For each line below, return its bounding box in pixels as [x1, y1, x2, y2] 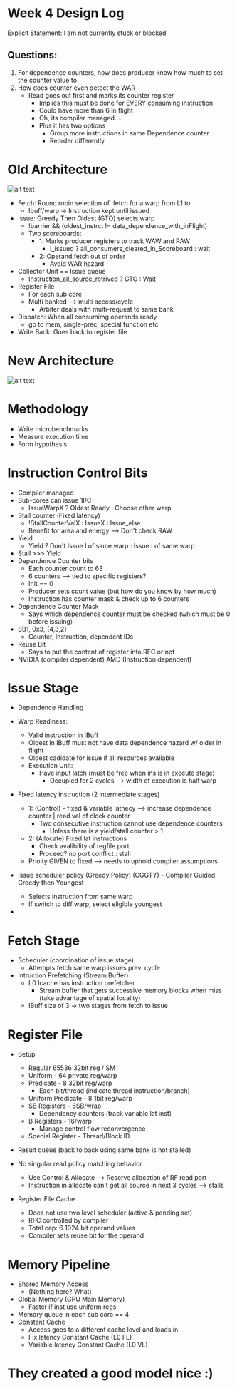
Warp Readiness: [17, 717, 68, 726]
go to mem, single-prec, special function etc [28, 319, 159, 329]
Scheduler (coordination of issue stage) [17, 956, 134, 965]
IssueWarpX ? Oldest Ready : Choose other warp [28, 503, 172, 512]
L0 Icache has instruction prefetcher [28, 979, 135, 987]
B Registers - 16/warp [28, 1117, 93, 1126]
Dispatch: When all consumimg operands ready [17, 312, 157, 321]
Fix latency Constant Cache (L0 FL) [28, 1333, 132, 1342]
